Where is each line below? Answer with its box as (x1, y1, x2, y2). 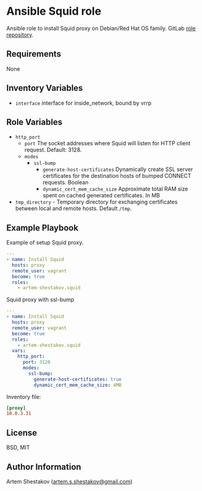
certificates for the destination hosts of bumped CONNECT (42, 172, 192, 180)
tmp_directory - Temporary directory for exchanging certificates (15, 198, 178, 206)
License (6, 427, 37, 438)
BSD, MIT (6, 444, 31, 451)
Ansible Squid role (6, 4, 102, 18)
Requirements (6, 49, 61, 59)
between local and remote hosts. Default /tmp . (15, 205, 132, 212)
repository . (6, 31, 34, 38)
